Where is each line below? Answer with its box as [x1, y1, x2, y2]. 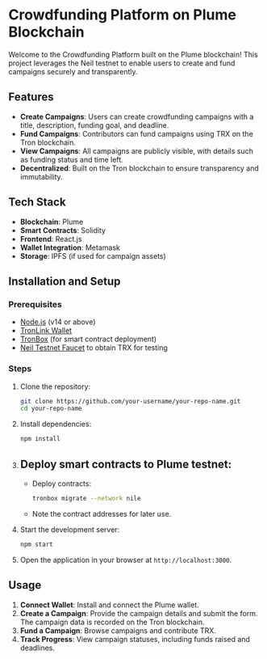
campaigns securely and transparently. [8, 66, 139, 76]
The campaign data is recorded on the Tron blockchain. [19, 617, 205, 627]
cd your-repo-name [19, 404, 82, 413]
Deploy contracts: [31, 479, 91, 488]
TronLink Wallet [19, 326, 73, 336]
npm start [19, 540, 54, 548]
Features [8, 91, 54, 104]
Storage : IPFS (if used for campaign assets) [19, 251, 167, 260]
